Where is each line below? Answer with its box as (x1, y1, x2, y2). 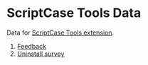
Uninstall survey (16, 49, 65, 58)
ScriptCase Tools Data (6, 5, 142, 21)
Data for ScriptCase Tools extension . (6, 28, 115, 37)
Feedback (16, 42, 47, 50)
